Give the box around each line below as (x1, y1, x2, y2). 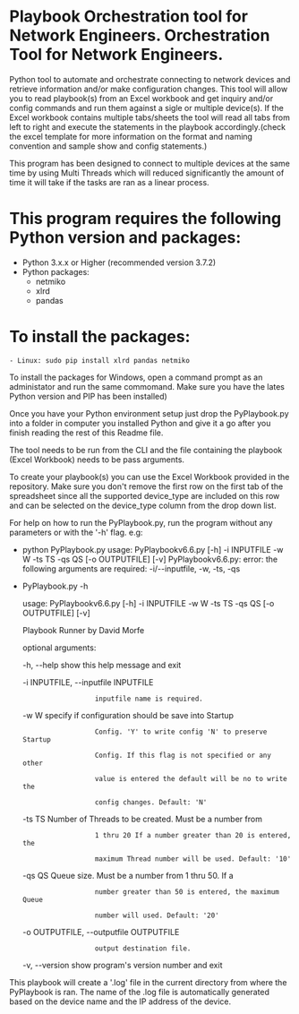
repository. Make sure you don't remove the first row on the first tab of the (9, 481, 284, 492)
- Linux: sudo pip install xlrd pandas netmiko (9, 356, 191, 365)
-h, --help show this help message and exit (21, 659, 182, 670)
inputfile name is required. (94, 694, 203, 703)
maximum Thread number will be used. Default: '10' (94, 854, 292, 864)
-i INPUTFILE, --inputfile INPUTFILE (21, 676, 154, 687)
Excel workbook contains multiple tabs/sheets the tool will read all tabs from (9, 112, 291, 123)
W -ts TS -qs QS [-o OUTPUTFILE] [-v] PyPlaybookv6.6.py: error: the (21, 554, 278, 564)
